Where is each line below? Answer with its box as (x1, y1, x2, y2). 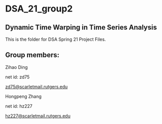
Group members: (5, 51, 59, 59)
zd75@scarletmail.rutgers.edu (5, 83, 68, 89)
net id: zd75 (5, 74, 30, 80)
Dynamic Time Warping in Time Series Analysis (5, 23, 157, 32)
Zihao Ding (5, 64, 28, 70)
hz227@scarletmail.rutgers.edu (5, 112, 70, 118)
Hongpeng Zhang (5, 93, 42, 99)
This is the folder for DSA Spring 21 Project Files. (5, 36, 106, 42)
